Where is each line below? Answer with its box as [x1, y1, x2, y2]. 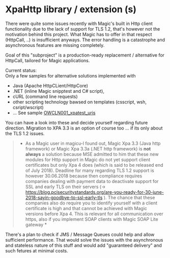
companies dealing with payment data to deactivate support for [25, 178, 159, 184]
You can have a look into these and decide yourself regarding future [5, 119, 148, 125]
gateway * [25, 221, 47, 227]
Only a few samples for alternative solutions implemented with [5, 72, 136, 79]
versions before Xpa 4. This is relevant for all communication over [25, 211, 164, 217]
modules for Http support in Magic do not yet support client [25, 157, 151, 163]
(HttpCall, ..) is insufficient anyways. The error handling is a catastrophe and [5, 37, 165, 43]
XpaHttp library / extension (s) [5, 4, 136, 15]
